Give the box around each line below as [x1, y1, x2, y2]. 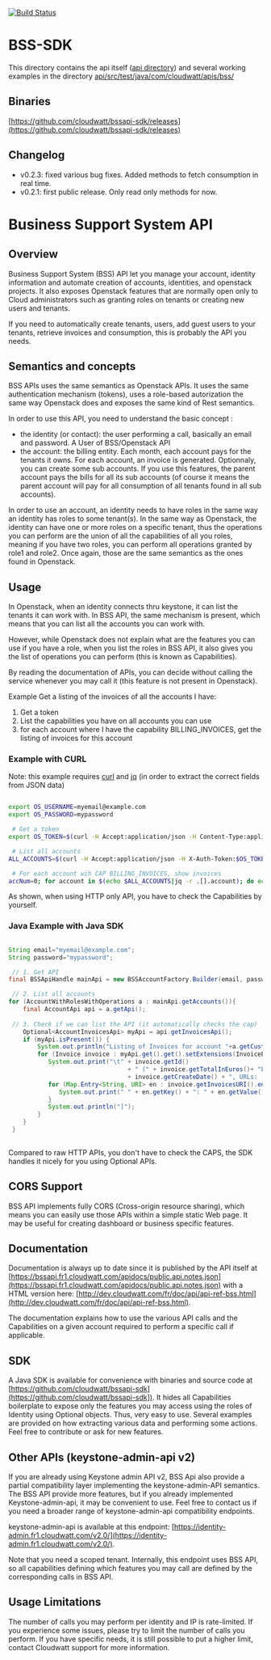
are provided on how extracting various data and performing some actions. [8, 1418, 258, 1428]
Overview [8, 248, 59, 261]
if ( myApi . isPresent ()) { [23, 1035, 110, 1044]
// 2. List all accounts [11, 990, 95, 998]
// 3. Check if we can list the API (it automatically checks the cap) [11, 1020, 258, 1028]
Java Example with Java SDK [8, 921, 124, 932]
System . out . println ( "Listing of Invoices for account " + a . [37, 1043, 240, 1051]
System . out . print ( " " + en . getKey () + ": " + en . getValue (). [59, 1088, 269, 1096]
